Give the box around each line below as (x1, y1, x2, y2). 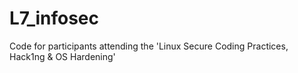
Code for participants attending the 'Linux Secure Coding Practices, (9, 40, 289, 52)
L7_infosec (9, 7, 100, 30)
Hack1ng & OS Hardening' (9, 50, 116, 62)
